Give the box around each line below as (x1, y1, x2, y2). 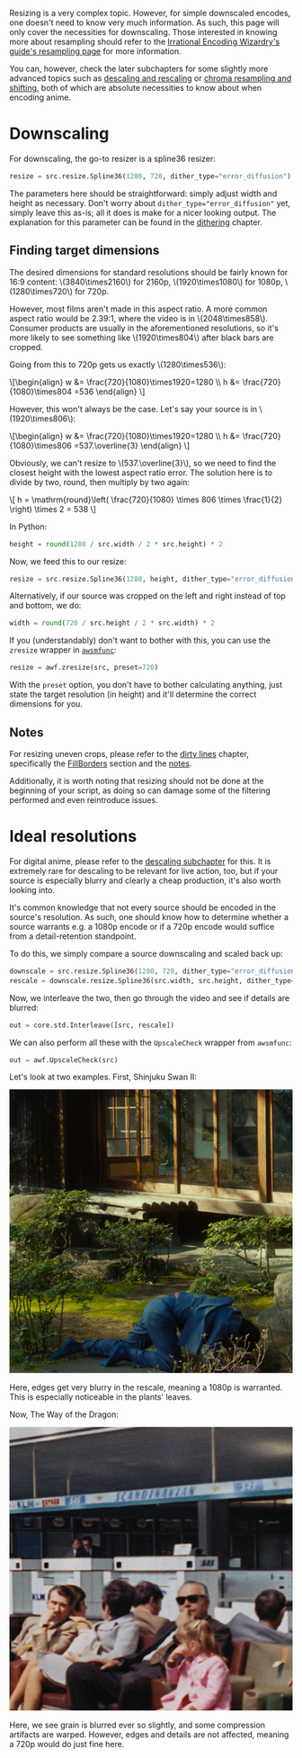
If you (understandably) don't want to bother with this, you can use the (9, 635, 271, 646)
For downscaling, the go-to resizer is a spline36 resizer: (9, 153, 216, 164)
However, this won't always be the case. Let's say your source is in (9, 403, 258, 414)
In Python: (9, 521, 48, 532)
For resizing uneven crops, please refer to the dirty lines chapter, (9, 748, 250, 759)
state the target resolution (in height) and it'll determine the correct (9, 689, 257, 700)
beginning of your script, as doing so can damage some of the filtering (9, 785, 271, 796)
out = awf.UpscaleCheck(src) (9, 1055, 119, 1065)
